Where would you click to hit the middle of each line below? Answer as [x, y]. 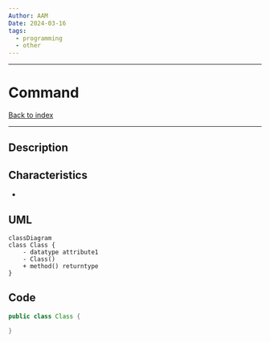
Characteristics [48, 175]
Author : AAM [28, 16]
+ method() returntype [61, 267]
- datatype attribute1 [61, 252]
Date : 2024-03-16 [37, 23]
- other [29, 46]
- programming [39, 38]
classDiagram [30, 238]
